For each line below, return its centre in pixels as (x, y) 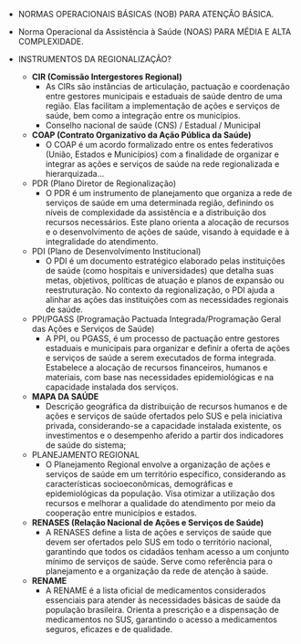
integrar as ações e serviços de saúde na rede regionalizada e (162, 164)
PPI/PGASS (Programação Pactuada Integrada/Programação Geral (156, 319)
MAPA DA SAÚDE (65, 396)
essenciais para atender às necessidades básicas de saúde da (163, 600)
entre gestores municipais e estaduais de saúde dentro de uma (164, 96)
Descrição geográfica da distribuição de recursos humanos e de (166, 406)
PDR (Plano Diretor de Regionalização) (104, 183)
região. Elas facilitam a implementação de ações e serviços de (162, 106)
